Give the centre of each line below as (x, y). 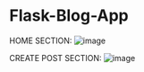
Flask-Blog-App (69, 16)
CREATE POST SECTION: (55, 58)
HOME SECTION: (41, 40)
